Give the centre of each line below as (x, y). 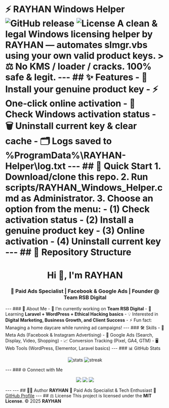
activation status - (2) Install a (70, 220)
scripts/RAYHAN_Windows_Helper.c (84, 188)
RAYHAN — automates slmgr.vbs (76, 45)
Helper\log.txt (35, 166)
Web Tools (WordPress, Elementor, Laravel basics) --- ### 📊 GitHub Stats (83, 348)
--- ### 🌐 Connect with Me (34, 370)
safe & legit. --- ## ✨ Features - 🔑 (76, 77)
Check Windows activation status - (81, 114)
